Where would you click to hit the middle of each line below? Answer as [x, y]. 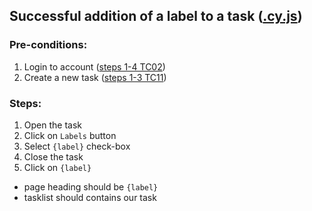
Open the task [52, 125]
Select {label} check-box [77, 146]
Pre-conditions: [48, 45]
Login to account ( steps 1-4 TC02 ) [94, 66]
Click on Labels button [70, 135]
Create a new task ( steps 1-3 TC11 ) [95, 77]
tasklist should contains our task [90, 197]
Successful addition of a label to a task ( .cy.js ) [156, 16]
